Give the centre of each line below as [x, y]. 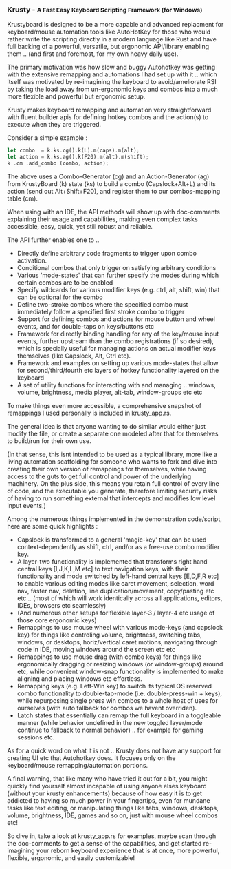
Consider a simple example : [47, 138]
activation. [32, 260]
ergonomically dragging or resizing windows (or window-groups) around [120, 664]
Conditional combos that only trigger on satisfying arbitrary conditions [117, 267]
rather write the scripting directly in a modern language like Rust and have [112, 39]
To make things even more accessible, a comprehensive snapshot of [104, 405]
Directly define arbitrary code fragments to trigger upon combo [107, 253]
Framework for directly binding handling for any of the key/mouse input [118, 334]
